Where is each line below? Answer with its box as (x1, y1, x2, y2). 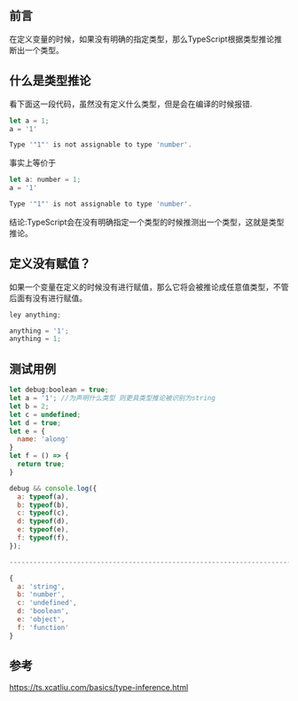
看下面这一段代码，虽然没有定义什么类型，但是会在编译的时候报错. (9, 98, 253, 109)
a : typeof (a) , (17, 492, 69, 501)
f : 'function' (17, 623, 69, 632)
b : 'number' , (17, 590, 66, 599)
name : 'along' (17, 435, 69, 444)
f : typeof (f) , (17, 533, 69, 542)
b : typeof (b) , (17, 500, 69, 509)
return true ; (17, 460, 66, 469)
